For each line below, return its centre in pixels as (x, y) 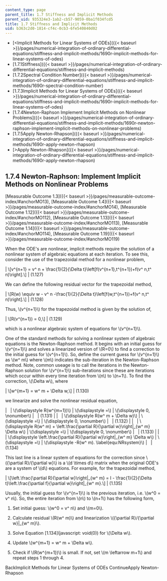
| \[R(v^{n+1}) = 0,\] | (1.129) (34, 319)
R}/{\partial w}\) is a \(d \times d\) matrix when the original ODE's (92, 463)
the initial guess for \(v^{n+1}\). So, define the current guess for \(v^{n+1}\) (82, 354)
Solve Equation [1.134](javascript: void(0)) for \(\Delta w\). (72, 533)
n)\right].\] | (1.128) (25, 299)
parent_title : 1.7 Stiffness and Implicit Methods (59, 15)
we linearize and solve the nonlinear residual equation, (61, 400)
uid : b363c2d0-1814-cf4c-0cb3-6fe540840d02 (51, 29)
